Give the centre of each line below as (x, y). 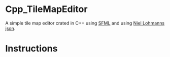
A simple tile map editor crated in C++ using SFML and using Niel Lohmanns (85, 23)
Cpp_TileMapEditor (46, 9)
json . (10, 28)
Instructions (31, 49)
